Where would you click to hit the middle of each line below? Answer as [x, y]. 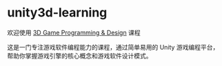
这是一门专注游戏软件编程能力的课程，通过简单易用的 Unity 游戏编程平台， [113, 47]
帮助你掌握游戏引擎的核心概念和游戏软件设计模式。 [80, 56]
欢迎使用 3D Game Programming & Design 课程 [74, 32]
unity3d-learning [57, 13]
